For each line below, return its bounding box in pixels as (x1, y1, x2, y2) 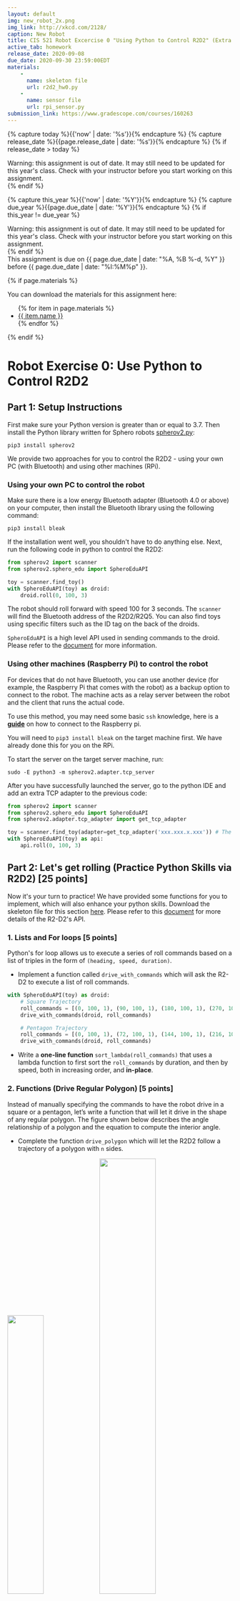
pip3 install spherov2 (7, 442, 75, 449)
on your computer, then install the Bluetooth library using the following (7, 504, 214, 512)
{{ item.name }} (17, 311, 64, 320)
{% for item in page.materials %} (17, 304, 114, 312)
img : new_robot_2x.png (7, 17, 75, 24)
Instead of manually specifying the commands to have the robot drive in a (7, 1099, 224, 1108)
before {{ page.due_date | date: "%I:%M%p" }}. (7, 262, 148, 271)
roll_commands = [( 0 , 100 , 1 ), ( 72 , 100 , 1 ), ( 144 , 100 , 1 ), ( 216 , (20, 1031, 226, 1038)
